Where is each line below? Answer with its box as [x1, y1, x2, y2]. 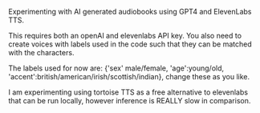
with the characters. [8, 48, 75, 57]
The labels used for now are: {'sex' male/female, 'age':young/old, [8, 63, 225, 73]
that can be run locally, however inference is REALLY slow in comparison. [8, 96, 251, 105]
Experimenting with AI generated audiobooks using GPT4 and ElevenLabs [8, 7, 252, 16]
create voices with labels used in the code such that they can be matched [8, 39, 253, 49]
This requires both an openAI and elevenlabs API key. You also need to [8, 31, 242, 40]
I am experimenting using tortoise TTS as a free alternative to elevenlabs [8, 87, 249, 97]
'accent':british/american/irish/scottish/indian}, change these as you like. [8, 72, 250, 81]
